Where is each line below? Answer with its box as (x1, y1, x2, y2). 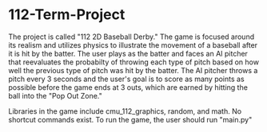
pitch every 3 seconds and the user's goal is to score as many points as (8, 74, 245, 83)
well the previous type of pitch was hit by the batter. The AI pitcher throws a (8, 65, 258, 75)
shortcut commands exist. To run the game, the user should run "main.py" (8, 115, 253, 124)
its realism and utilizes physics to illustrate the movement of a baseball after (8, 40, 258, 49)
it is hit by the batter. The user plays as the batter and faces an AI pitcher (8, 49, 248, 58)
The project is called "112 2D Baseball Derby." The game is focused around (8, 32, 254, 41)
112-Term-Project (8, 6, 126, 24)
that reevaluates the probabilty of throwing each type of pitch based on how (8, 57, 260, 67)
